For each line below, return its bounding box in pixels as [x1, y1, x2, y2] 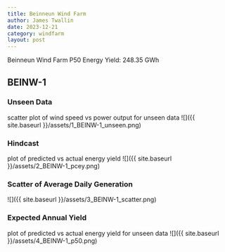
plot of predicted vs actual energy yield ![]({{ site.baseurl [7, 154, 172, 163]
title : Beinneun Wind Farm [7, 10, 86, 18]
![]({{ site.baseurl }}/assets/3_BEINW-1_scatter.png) [7, 195, 157, 204]
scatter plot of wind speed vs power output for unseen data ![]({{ [7, 113, 195, 122]
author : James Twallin [7, 17, 74, 24]
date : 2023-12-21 [7, 23, 58, 30]
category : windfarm [7, 30, 65, 37]
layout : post [7, 37, 46, 44]
